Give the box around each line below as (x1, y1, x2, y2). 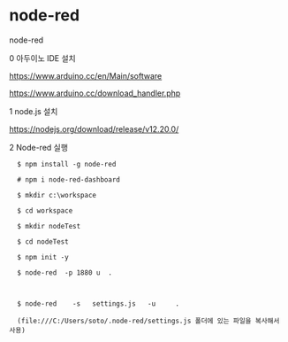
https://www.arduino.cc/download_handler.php (9, 88, 181, 98)
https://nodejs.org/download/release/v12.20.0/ (9, 123, 179, 134)
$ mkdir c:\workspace (17, 190, 97, 199)
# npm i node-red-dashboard (17, 175, 121, 184)
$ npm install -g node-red (17, 159, 117, 168)
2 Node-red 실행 (9, 142, 69, 152)
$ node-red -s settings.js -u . (17, 299, 179, 308)
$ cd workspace (17, 206, 73, 215)
